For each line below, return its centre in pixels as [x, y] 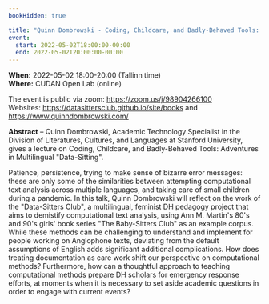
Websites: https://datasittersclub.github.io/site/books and [103, 108]
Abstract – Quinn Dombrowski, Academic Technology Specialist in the [124, 132]
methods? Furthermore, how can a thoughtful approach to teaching [119, 266]
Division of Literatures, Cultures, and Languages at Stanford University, [126, 140]
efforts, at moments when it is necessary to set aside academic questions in [134, 283]
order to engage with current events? [70, 292]
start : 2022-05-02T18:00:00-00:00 [73, 45]
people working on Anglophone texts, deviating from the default [114, 241]
